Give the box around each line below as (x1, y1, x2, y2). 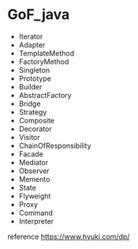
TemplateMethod (18, 48, 75, 58)
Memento (18, 174, 50, 183)
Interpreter (18, 216, 54, 226)
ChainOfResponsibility (18, 141, 91, 150)
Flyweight (18, 191, 51, 201)
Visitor (18, 132, 40, 141)
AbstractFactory (18, 90, 72, 100)
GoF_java (7, 6, 70, 24)
